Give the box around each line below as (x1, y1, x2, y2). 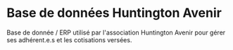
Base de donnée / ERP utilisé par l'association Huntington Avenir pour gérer (6, 28, 226, 37)
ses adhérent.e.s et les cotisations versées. (6, 35, 132, 44)
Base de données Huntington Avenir (6, 5, 222, 21)
